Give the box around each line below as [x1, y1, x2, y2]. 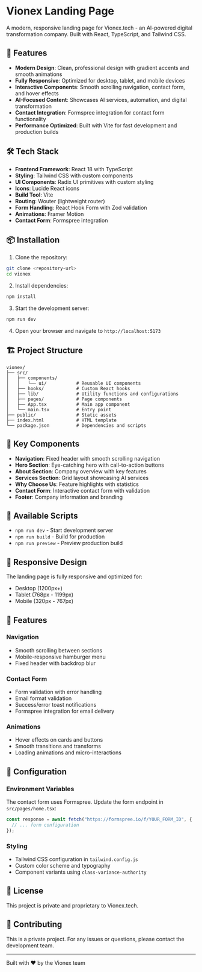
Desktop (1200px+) [14, 585, 63, 592]
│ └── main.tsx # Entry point [6, 406, 112, 412]
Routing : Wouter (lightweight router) [14, 197, 105, 204]
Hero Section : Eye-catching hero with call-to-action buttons [14, 461, 164, 469]
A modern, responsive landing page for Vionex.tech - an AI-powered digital [6, 24, 192, 31]
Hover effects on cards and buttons [14, 736, 103, 743]
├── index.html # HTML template [6, 417, 117, 423]
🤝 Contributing [6, 920, 63, 930]
